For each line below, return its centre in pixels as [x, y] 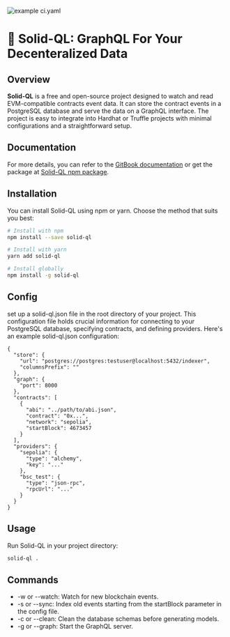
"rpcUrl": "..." [49, 489]
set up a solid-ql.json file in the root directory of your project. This [102, 314]
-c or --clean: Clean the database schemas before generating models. [118, 619]
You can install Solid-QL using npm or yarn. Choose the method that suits [113, 210]
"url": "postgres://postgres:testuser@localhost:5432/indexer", [115, 361]
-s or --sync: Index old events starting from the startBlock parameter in [119, 604]
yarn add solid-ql [34, 256]
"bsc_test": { [40, 477]
